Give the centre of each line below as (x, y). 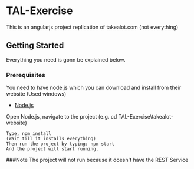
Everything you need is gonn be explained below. (66, 59)
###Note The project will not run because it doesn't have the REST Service (97, 160)
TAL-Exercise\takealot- (146, 117)
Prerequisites (26, 75)
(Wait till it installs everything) (51, 139)
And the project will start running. (52, 149)
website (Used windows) (36, 94)
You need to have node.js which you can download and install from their (94, 88)
